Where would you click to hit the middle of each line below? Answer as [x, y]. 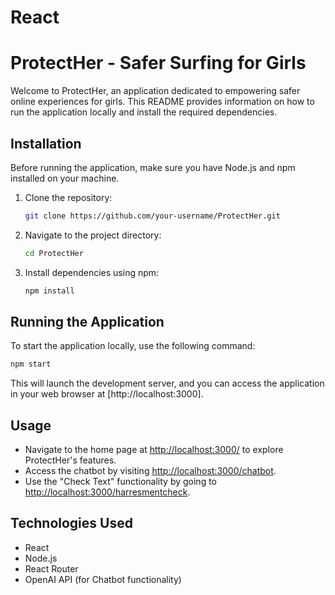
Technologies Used [71, 523]
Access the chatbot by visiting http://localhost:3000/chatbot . [150, 471]
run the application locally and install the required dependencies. [144, 112]
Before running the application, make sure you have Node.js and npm [153, 167]
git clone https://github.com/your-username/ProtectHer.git [152, 216]
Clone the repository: [68, 197]
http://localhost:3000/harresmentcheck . [107, 492]
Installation [46, 143]
